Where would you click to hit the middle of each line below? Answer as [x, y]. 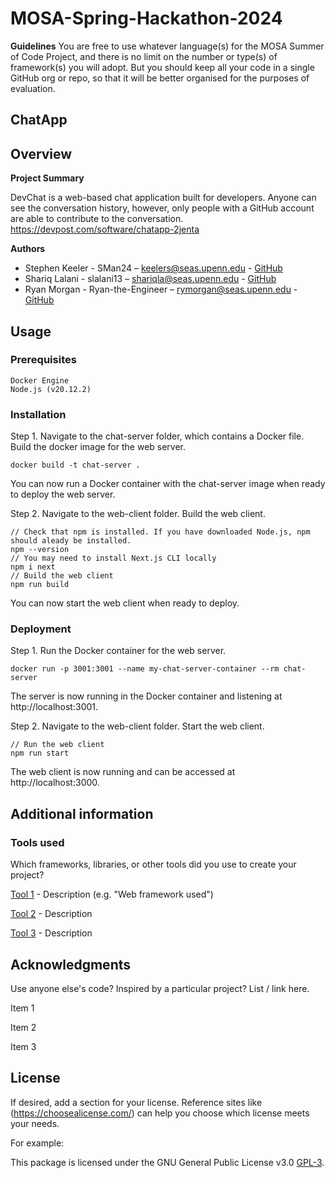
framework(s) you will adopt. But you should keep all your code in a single [162, 67]
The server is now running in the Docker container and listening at [146, 696]
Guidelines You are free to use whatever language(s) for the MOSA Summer [167, 46]
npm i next [33, 567]
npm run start [40, 753]
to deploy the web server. [63, 494]
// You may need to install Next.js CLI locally [113, 558]
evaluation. [33, 88]
